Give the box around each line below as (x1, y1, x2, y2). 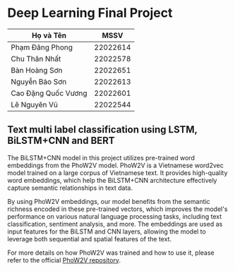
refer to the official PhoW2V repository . (7, 255, 121, 264)
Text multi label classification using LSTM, (7, 124, 198, 135)
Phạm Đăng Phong (11, 42, 73, 52)
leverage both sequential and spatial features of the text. (7, 234, 171, 243)
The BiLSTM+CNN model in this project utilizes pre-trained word (7, 153, 195, 162)
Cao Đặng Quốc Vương (11, 88, 88, 98)
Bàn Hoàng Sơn (11, 65, 63, 75)
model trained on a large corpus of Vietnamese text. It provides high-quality (7, 168, 228, 177)
